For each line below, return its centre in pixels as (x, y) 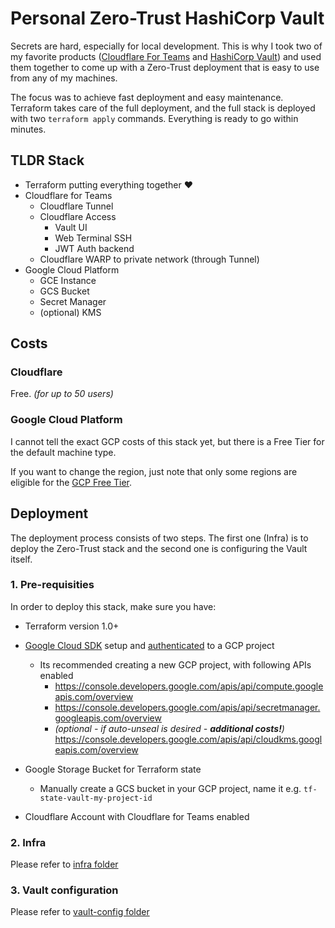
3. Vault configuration (64, 890)
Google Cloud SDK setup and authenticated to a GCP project (149, 645)
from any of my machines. (64, 78)
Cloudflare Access (78, 216)
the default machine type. (63, 452)
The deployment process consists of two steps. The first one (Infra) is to (159, 538)
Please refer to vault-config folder (80, 912)
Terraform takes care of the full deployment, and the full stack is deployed (163, 108)
